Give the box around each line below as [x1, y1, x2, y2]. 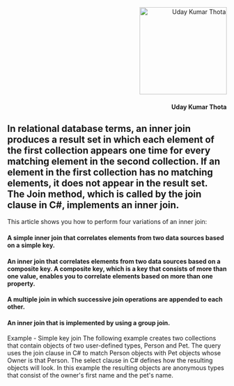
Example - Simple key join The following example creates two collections [7, 334, 217, 343]
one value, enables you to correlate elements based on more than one [7, 272, 214, 280]
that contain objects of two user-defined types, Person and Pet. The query [7, 341, 221, 350]
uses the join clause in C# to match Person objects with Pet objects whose [7, 349, 221, 357]
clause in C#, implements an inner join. [7, 199, 180, 211]
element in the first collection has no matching [7, 166, 214, 178]
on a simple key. [7, 241, 56, 249]
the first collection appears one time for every [7, 144, 211, 156]
